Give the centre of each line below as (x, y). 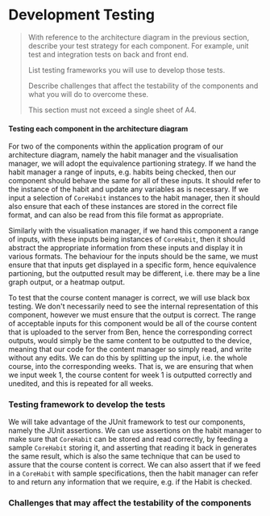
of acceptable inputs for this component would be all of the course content (133, 324)
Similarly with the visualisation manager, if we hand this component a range (134, 231)
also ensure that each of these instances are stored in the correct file (123, 207)
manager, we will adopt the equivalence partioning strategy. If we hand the (132, 164)
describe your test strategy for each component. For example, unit (138, 45)
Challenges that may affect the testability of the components (130, 503)
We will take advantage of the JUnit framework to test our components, (127, 422)
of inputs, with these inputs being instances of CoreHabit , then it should (127, 239)
